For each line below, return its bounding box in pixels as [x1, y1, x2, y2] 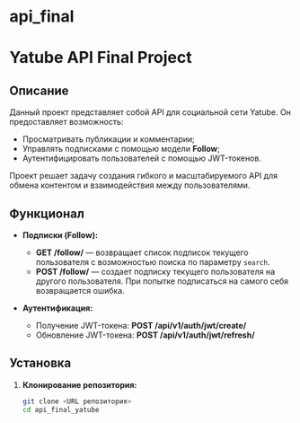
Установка [9, 356, 72, 371]
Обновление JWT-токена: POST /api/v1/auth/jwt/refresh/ [35, 330, 255, 340]
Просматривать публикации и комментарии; [22, 134, 196, 145]
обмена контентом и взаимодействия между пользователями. [9, 180, 251, 190]
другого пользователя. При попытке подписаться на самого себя [35, 276, 289, 286]
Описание [9, 83, 69, 98]
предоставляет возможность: [9, 117, 124, 128]
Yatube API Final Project [9, 48, 193, 68]
